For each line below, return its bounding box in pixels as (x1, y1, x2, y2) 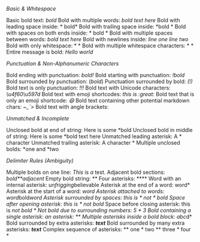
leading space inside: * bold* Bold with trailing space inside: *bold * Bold (6, 23, 186, 30)
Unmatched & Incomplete (6, 115, 69, 122)
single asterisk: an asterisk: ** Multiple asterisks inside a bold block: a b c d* (6, 213, 192, 220)
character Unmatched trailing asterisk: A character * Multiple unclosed (6, 139, 181, 146)
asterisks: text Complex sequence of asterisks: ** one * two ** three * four (6, 226, 192, 232)
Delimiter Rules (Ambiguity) (6, 157, 74, 164)
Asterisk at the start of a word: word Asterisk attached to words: (6, 188, 165, 195)
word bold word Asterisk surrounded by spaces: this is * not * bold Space (6, 194, 186, 201)
